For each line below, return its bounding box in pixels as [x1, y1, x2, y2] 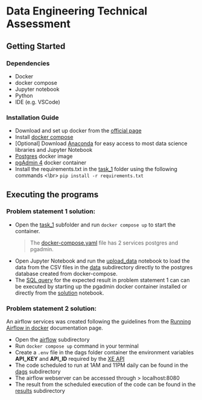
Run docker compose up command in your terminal [14, 342, 139, 350]
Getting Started [6, 41, 66, 51]
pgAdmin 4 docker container [14, 159, 87, 166]
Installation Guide [6, 113, 59, 122]
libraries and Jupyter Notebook [14, 146, 93, 154]
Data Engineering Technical [6, 4, 148, 18]
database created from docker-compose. [14, 270, 118, 277]
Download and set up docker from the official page [14, 127, 142, 134]
